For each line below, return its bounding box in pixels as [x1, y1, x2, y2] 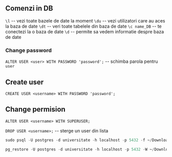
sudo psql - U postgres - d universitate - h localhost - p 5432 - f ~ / [5, 138, 153, 143]
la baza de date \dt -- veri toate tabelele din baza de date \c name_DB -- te [5, 23, 162, 29]
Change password [5, 47, 52, 54]
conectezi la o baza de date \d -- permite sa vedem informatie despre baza [5, 28, 164, 35]
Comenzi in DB [5, 4, 53, 13]
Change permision [5, 105, 66, 114]
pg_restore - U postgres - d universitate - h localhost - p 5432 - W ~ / [5, 147, 155, 152]
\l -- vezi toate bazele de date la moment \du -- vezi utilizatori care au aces [5, 17, 165, 24]
